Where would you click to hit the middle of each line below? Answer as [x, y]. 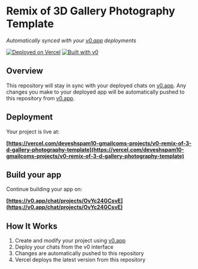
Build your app [34, 174]
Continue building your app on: [44, 189]
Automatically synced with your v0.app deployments [71, 40]
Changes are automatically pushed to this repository [79, 253]
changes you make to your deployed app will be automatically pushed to [95, 92]
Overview [25, 71]
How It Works [32, 226]
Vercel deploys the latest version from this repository [80, 260]
